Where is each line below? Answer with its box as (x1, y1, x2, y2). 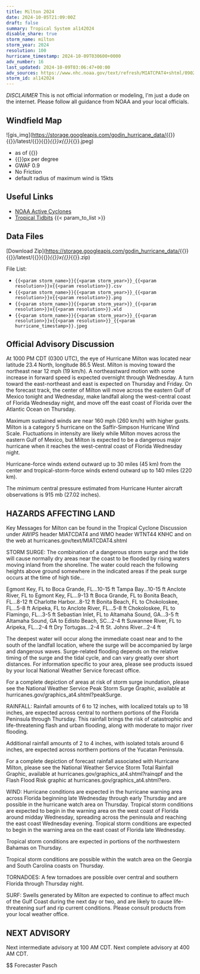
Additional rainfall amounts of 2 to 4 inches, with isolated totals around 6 (6, 740, 184, 747)
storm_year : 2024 (6, 42, 49, 48)
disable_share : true (6, 31, 58, 37)
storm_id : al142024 (6, 75, 55, 81)
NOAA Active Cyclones (14, 207, 71, 215)
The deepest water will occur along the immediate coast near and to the (6, 635, 183, 643)
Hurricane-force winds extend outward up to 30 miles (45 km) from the (6, 460, 182, 468)
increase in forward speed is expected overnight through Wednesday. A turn (6, 374, 194, 381)
